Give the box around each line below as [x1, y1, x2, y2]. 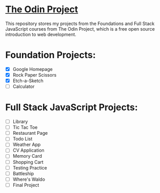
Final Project [12, 182, 39, 188]
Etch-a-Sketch [12, 78, 43, 84]
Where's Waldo [12, 176, 45, 182]
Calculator [12, 83, 35, 90]
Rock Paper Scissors [12, 71, 57, 78]
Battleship [12, 170, 34, 177]
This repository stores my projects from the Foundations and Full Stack [5, 20, 155, 27]
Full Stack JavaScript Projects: [5, 102, 138, 113]
